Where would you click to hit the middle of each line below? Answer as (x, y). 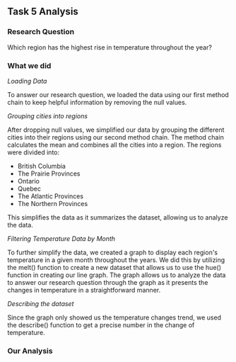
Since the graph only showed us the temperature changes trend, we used (114, 317)
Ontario (29, 181)
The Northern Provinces (53, 203)
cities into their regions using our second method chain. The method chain (116, 137)
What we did (29, 65)
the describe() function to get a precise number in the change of (101, 324)
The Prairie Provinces (49, 174)
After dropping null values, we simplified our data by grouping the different (116, 130)
